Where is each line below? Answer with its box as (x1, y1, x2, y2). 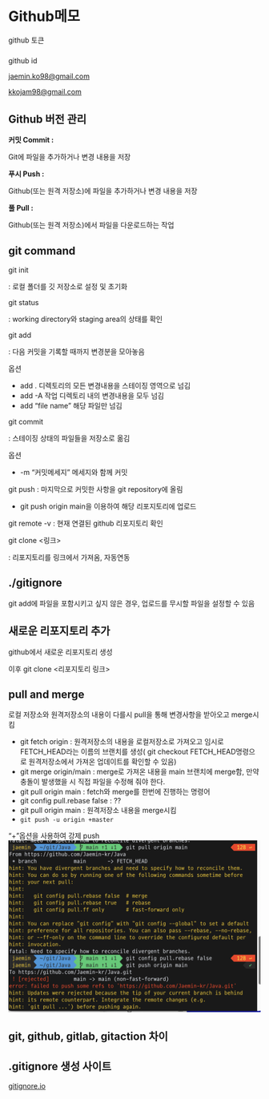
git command (8, 244, 76, 257)
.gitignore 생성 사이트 (8, 1059, 112, 1073)
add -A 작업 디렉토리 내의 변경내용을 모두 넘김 (19, 390, 164, 401)
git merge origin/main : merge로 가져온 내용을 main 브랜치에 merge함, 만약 (19, 767, 259, 777)
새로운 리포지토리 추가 (8, 624, 110, 638)
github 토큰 (8, 35, 45, 45)
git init (8, 265, 30, 275)
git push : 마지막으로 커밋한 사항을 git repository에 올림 (8, 484, 183, 493)
